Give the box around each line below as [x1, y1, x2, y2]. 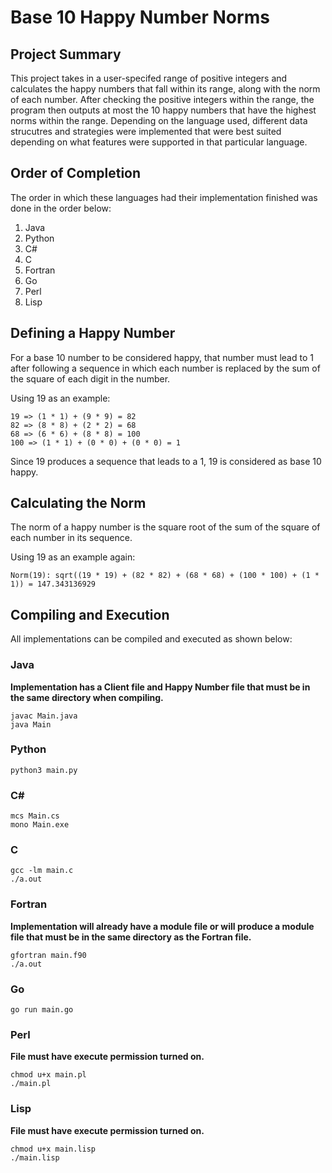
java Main [10, 719, 52, 730]
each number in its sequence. [10, 532, 133, 544]
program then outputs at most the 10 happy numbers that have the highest [10, 104, 317, 116]
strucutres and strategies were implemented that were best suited [10, 126, 282, 137]
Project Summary [10, 46, 122, 63]
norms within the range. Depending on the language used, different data [10, 115, 308, 126]
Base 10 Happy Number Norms [10, 6, 270, 29]
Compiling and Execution [10, 606, 170, 623]
